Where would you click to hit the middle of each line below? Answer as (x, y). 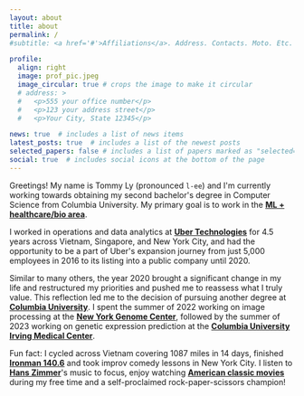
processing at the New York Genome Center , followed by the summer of (145, 316)
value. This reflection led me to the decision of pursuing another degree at (148, 297)
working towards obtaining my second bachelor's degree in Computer (140, 194)
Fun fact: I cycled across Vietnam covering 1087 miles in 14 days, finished (147, 353)
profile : (26, 60)
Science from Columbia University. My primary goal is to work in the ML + (147, 204)
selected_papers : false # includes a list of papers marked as (131, 151)
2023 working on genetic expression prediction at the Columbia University (150, 325)
